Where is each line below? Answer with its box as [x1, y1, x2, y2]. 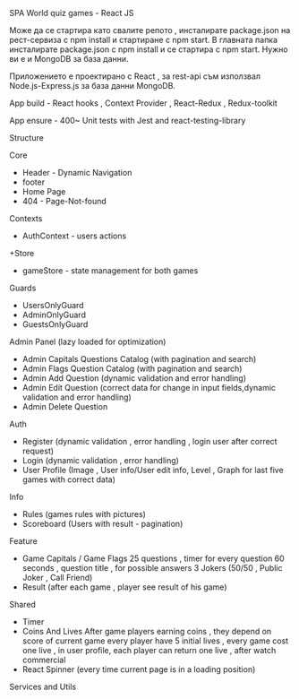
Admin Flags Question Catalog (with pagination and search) [21, 363, 243, 374]
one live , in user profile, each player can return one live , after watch [21, 645, 277, 655]
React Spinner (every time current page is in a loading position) [21, 664, 256, 675]
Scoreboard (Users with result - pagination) [21, 519, 184, 529]
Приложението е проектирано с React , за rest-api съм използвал [9, 71, 261, 82]
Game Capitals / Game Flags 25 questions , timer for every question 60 [21, 553, 285, 564]
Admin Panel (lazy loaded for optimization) [9, 336, 167, 347]
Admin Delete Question [21, 401, 108, 411]
